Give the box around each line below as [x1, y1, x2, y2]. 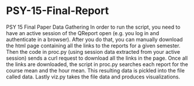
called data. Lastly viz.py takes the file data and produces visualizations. [6, 73, 180, 80]
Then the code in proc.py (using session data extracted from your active [6, 48, 181, 55]
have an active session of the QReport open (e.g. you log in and [6, 29, 160, 36]
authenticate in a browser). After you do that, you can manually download [6, 36, 183, 43]
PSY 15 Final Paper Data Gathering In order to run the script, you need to [6, 23, 181, 30]
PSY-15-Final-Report [6, 4, 109, 18]
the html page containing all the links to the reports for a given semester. [6, 42, 181, 49]
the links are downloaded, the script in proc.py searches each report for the [6, 60, 188, 68]
